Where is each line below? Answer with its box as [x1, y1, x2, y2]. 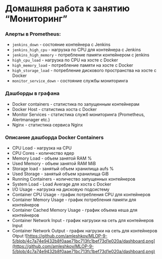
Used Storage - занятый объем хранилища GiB [12, 171, 109, 177]
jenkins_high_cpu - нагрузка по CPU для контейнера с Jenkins [12, 47, 141, 53]
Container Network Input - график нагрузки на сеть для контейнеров [12, 218, 154, 223]
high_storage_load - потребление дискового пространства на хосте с [12, 68, 157, 74]
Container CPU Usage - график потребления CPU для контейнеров [12, 192, 151, 198]
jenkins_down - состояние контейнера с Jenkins [12, 42, 111, 48]
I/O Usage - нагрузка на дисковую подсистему [12, 186, 109, 192]
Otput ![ [12, 233, 28, 239]
